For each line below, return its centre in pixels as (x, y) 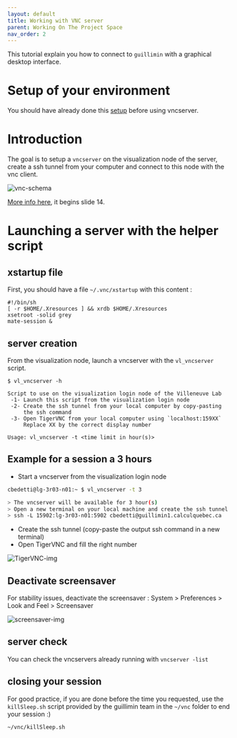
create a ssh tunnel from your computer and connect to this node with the (116, 167)
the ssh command (47, 412)
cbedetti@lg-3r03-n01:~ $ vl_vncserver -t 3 (75, 489)
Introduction (45, 139)
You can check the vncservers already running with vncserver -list (108, 659)
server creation (42, 343)
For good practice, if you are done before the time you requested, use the (116, 699)
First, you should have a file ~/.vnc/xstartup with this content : (100, 289)
